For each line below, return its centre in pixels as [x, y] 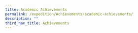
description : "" [22, 18]
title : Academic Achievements [36, 9]
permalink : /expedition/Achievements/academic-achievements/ [69, 14]
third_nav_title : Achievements [37, 23]
